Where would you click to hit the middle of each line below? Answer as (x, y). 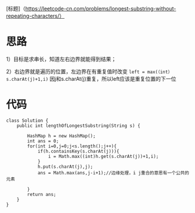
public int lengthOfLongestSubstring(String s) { (79, 126)
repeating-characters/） (35, 16)
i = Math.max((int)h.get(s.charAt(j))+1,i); (103, 156)
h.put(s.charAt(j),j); (65, 166)
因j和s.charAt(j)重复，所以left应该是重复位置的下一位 (113, 78)
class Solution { (27, 121)
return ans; (42, 194)
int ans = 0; (43, 141)
